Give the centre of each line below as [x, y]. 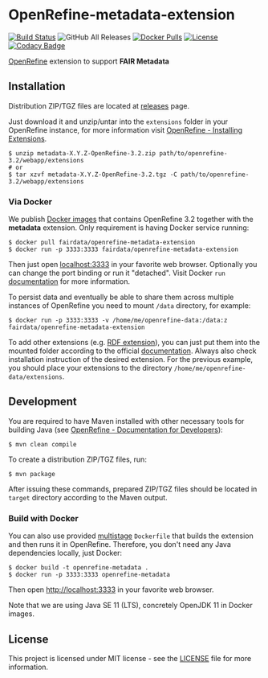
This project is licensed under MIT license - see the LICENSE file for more [130, 658]
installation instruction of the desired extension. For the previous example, [131, 360]
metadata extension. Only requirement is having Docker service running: [129, 228]
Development [43, 402]
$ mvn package [32, 474]
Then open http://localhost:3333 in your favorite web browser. [111, 590]
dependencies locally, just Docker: [65, 553]
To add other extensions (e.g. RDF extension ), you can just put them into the [134, 343]
